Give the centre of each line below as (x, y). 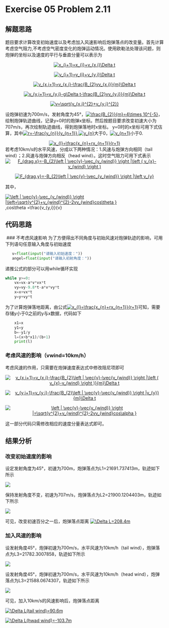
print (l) (23, 342)
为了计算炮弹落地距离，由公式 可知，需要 (83, 307)
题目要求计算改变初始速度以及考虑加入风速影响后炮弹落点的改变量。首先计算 (84, 42)
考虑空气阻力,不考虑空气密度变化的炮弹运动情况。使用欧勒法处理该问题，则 (83, 48)
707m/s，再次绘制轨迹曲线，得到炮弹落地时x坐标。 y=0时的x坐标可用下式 (82, 127)
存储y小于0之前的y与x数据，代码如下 (44, 313)
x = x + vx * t (23, 292)
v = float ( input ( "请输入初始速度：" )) (47, 254)
